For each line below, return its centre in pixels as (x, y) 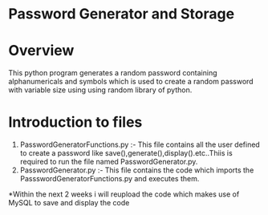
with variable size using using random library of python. (100, 90)
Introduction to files (75, 122)
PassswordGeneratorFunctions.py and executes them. (110, 179)
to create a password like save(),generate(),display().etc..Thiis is (126, 153)
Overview (41, 51)
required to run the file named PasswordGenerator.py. (109, 162)
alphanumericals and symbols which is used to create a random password (131, 82)
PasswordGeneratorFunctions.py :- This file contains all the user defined (140, 144)
